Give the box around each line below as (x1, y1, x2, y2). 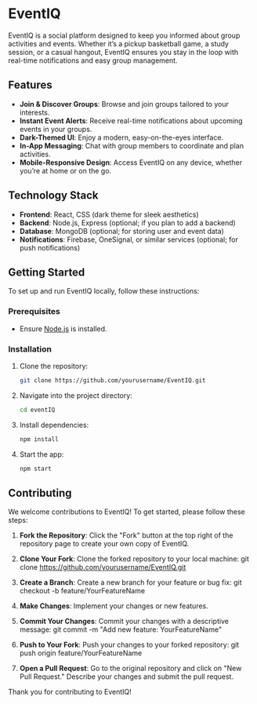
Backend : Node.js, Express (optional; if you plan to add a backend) (19, 217, 237, 228)
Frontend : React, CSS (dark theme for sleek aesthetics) (19, 210, 199, 219)
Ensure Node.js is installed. (19, 323, 107, 334)
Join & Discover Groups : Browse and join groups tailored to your (19, 99, 229, 108)
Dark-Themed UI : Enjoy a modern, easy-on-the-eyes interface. (19, 133, 224, 142)
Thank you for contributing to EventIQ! (8, 688, 132, 697)
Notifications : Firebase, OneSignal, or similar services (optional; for (19, 235, 239, 244)
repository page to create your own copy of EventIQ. (19, 539, 190, 549)
